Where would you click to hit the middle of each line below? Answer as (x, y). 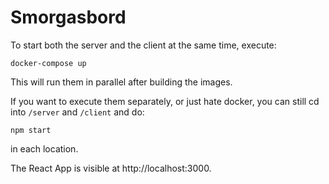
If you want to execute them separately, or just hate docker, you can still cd (165, 101)
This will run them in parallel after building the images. (121, 82)
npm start (31, 130)
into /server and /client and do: (77, 112)
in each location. (44, 148)
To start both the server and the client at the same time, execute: (143, 45)
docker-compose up (48, 63)
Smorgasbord (68, 17)
